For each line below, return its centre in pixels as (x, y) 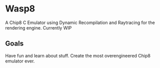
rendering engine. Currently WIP (38, 27)
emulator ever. (20, 61)
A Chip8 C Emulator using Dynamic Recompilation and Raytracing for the (80, 22)
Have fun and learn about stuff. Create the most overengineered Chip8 (78, 55)
